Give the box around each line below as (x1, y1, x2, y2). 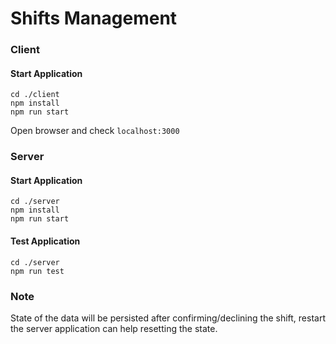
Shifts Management (10, 7, 178, 30)
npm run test (10, 266, 65, 276)
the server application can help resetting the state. (10, 322, 218, 334)
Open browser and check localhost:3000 (10, 125, 180, 137)
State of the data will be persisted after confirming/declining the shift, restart (10, 312, 326, 324)
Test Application (10, 235, 81, 247)
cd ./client (10, 90, 60, 100)
